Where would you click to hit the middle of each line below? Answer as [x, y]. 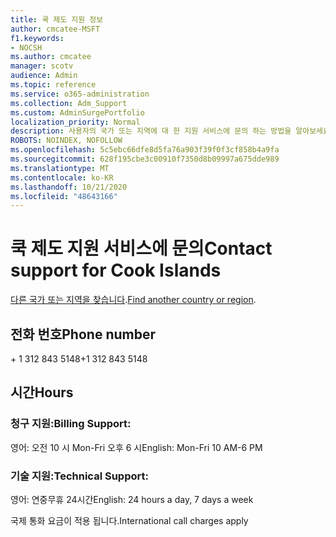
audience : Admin [44, 76]
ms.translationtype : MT [60, 168]
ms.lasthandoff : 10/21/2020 [69, 187]
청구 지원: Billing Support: [71, 424]
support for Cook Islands [116, 270]
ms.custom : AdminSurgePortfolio [77, 112]
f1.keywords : [37, 38]
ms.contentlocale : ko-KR [62, 177]
